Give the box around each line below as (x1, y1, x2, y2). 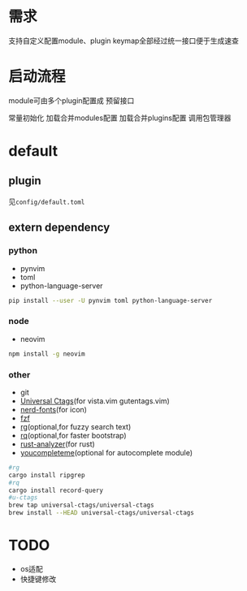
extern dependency (8, 221, 110, 235)
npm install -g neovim (8, 350, 85, 358)
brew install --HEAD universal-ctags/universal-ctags (8, 509, 195, 517)
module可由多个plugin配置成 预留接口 (8, 95, 135, 106)
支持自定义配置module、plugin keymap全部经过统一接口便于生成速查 (8, 36, 240, 45)
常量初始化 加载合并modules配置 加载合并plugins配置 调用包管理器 (8, 113, 232, 123)
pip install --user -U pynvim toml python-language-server (8, 296, 213, 304)
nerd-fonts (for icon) (19, 404, 88, 414)
